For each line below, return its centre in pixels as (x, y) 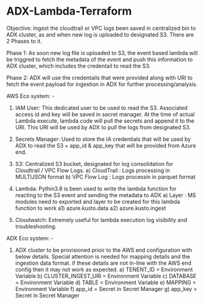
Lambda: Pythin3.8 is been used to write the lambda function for (96, 188)
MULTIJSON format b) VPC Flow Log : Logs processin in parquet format (105, 177)
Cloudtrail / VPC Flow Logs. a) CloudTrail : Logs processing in (93, 170)
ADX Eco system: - (30, 238)
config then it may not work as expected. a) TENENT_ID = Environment (104, 269)
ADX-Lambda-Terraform (69, 11)
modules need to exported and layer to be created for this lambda (98, 201)
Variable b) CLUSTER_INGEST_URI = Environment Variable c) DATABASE (106, 276)
